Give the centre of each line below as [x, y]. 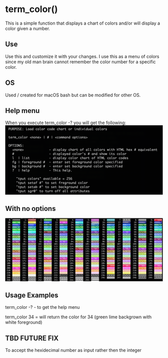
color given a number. [28, 28]
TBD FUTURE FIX [32, 338]
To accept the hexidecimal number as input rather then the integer [73, 350]
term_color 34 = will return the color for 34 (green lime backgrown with [78, 317]
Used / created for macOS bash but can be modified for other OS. [73, 95]
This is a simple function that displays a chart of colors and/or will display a [83, 23]
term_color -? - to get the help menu [42, 307]
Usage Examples [32, 295]
